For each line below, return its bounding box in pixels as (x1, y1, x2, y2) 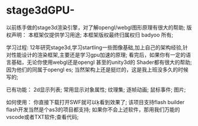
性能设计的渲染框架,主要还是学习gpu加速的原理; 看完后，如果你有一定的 (11, 51, 186, 58)
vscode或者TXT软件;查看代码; (6, 113, 79, 120)
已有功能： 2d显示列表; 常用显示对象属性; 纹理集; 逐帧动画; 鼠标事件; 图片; (6, 86, 186, 93)
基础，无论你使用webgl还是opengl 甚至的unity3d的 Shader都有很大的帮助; (11, 59, 192, 66)
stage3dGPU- (6, 4, 75, 17)
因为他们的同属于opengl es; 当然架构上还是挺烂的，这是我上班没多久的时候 (6, 66, 189, 73)
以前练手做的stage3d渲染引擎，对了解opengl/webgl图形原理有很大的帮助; (6, 24, 186, 31)
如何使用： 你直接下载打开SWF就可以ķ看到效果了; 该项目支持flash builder (6, 98, 185, 105)
